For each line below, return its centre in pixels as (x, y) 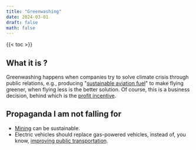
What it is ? (27, 63)
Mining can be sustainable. (47, 128)
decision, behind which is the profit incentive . (61, 96)
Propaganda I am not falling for (64, 114)
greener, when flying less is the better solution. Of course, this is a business (98, 90)
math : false (21, 28)
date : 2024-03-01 (27, 17)
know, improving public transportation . (61, 141)
